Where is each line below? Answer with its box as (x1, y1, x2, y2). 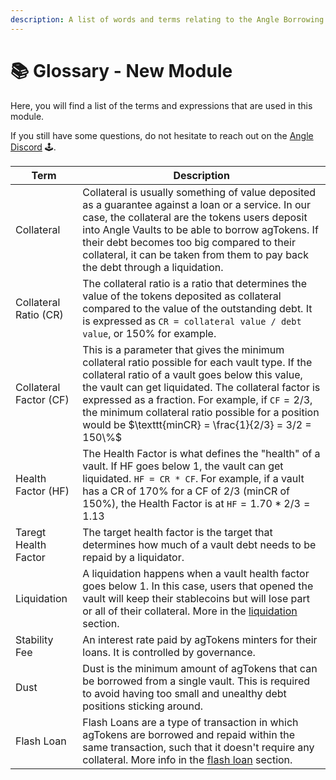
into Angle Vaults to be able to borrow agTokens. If (82, 222, 319, 236)
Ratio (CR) (15, 307, 64, 321)
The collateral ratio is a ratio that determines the (82, 276, 308, 290)
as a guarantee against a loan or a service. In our (82, 197, 312, 211)
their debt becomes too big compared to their (82, 235, 296, 249)
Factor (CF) (15, 392, 70, 406)
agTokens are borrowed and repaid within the (82, 727, 296, 741)
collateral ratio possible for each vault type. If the (82, 355, 313, 369)
